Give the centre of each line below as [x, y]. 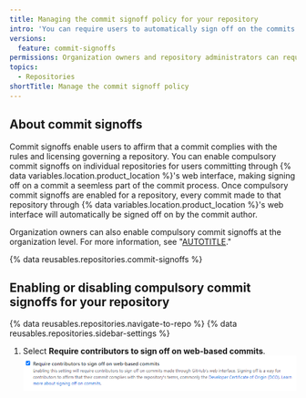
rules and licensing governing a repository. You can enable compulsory [143, 156]
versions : [28, 38]
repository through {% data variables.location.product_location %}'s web [147, 204]
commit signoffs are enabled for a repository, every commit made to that [145, 195]
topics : [24, 67]
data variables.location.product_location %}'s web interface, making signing [153, 175]
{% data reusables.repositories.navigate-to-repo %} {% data [123, 324]
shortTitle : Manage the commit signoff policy [99, 87]
